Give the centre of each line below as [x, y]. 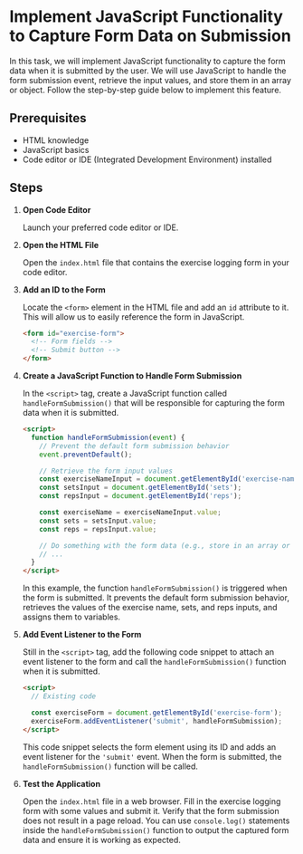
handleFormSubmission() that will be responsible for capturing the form [153, 403]
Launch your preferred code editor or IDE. [100, 227]
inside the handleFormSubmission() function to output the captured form [156, 830]
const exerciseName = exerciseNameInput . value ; [130, 513]
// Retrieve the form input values [106, 471]
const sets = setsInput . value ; [98, 521]
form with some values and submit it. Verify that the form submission [151, 811]
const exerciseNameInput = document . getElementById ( [141, 479]
